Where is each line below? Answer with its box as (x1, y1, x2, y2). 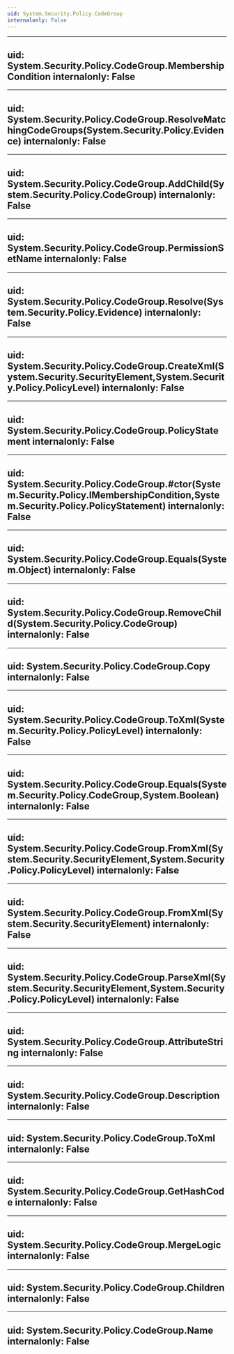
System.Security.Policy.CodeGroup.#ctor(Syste (7, 478, 221, 490)
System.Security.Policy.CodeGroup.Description (7, 1089, 220, 1102)
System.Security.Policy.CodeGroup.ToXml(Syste (7, 714, 225, 726)
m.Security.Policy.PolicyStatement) (7, 500, 166, 512)
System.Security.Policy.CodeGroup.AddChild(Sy (7, 178, 225, 190)
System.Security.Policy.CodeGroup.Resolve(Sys (7, 296, 224, 307)
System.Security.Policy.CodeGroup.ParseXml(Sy (7, 972, 226, 984)
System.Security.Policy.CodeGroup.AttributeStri (7, 1036, 224, 1048)
